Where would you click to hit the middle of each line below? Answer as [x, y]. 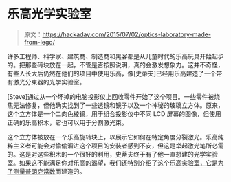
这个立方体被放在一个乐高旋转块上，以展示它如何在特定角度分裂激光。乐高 [112, 137]
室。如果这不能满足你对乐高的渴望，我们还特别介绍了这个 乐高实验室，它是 [112, 163]
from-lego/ [39, 42]
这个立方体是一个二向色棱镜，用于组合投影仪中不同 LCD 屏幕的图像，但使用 [114, 113]
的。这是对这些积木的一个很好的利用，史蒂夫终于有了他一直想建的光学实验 [112, 154]
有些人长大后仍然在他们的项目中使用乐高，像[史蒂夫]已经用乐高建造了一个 [112, 73]
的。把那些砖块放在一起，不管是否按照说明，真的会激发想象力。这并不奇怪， [115, 65]
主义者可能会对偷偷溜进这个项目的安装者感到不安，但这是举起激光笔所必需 [118, 146]
